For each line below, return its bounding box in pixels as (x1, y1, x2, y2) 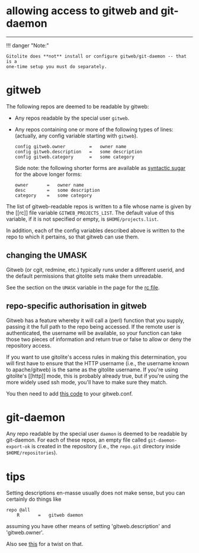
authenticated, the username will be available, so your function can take (6, 329, 182, 336)
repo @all (6, 507, 31, 513)
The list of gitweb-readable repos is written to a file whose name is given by (6, 202, 191, 210)
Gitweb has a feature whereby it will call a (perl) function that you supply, (6, 317, 185, 324)
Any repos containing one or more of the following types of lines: (14, 126, 174, 133)
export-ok (6, 444, 31, 450)
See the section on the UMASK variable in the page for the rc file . (6, 284, 160, 291)
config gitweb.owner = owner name (14, 143, 127, 149)
